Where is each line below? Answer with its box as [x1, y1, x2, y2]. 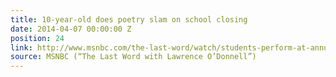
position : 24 [10, 33, 65, 43]
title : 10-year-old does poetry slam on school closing [10, 14, 248, 25]
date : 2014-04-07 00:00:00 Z [10, 24, 132, 34]
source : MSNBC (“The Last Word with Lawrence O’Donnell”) [10, 52, 257, 62]
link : [10, 42, 33, 53]
